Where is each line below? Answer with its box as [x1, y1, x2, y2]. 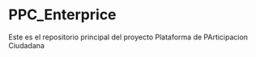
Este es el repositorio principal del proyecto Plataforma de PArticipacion [8, 32, 249, 42]
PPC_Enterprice [8, 6, 117, 24]
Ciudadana [8, 40, 45, 50]
